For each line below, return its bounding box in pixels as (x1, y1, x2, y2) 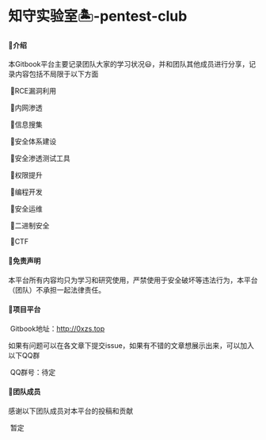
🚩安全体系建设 (9, 136, 57, 147)
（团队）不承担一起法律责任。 (8, 285, 105, 294)
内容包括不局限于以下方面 (14, 69, 99, 79)
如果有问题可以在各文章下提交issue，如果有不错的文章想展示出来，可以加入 (8, 340, 255, 350)
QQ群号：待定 (9, 367, 56, 377)
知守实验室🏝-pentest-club (8, 7, 188, 25)
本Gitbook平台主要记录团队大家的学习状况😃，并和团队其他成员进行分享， (8, 59, 249, 69)
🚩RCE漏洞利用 (9, 86, 57, 96)
